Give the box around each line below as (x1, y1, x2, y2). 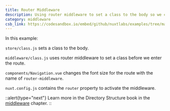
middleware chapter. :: (5, 100, 52, 106)
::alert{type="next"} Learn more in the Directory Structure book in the (5, 95, 150, 101)
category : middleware (5, 17, 51, 22)
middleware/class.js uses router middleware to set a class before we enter (5, 55, 162, 61)
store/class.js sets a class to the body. (5, 45, 89, 51)
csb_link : (5, 21, 26, 27)
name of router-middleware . (5, 75, 64, 81)
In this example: (5, 35, 38, 41)
